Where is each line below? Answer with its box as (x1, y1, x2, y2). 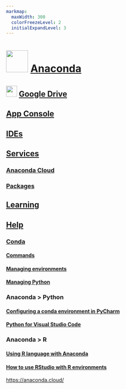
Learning (6, 200, 40, 210)
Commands (6, 252, 35, 259)
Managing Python (6, 278, 51, 285)
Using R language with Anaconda (6, 350, 89, 357)
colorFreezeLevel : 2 (11, 19, 61, 25)
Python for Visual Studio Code (6, 321, 81, 328)
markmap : (6, 8, 27, 15)
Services (6, 149, 40, 159)
